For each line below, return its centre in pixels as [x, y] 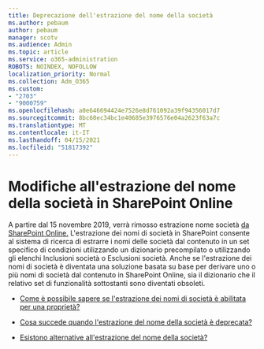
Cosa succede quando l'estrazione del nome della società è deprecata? [136, 322]
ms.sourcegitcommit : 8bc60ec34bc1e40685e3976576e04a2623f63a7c [114, 118]
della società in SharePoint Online [121, 203]
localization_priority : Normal [59, 74]
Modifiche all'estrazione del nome [122, 186]
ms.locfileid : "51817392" [50, 147]
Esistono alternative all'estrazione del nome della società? [113, 338]
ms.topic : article [38, 52]
